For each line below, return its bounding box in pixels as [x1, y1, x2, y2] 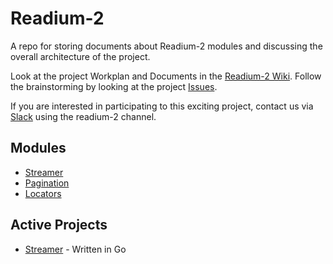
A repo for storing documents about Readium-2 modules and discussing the [10, 40, 323, 52]
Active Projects [10, 217, 108, 234]
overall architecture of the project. [10, 50, 151, 62]
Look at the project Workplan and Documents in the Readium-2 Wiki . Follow [10, 70, 322, 82]
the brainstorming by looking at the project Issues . [10, 80, 218, 92]
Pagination [24, 177, 70, 189]
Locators [24, 187, 62, 199]
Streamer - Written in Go [24, 243, 127, 255]
